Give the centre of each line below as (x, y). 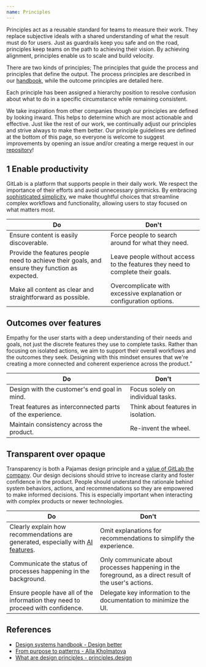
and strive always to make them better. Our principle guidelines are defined (101, 130)
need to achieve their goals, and (55, 261)
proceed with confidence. (47, 608)
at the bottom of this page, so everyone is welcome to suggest (85, 137)
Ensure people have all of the (51, 593)
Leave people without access (152, 257)
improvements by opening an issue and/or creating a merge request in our (100, 143)
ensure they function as (44, 269)
